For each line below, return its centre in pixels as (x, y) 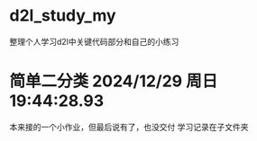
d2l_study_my (63, 16)
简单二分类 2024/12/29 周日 (114, 81)
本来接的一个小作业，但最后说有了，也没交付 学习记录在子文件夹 (129, 127)
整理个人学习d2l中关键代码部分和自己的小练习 (94, 41)
